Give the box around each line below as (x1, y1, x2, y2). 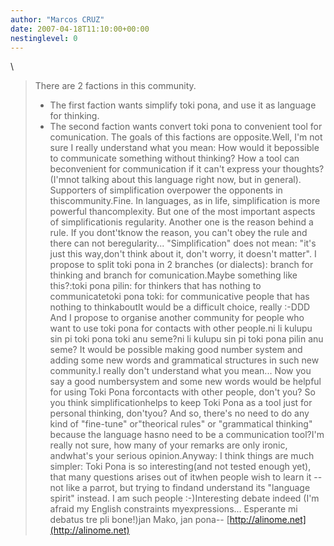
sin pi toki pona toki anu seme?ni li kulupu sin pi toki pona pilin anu (49, 333, 324, 345)
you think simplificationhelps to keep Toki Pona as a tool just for (49, 397, 313, 409)
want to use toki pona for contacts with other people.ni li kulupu (49, 322, 313, 335)
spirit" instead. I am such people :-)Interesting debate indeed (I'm (49, 492, 320, 505)
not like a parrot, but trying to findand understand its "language (49, 482, 311, 494)
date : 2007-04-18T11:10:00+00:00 (10, 24, 150, 34)
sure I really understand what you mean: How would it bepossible (49, 142, 320, 154)
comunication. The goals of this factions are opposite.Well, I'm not (49, 131, 323, 143)
